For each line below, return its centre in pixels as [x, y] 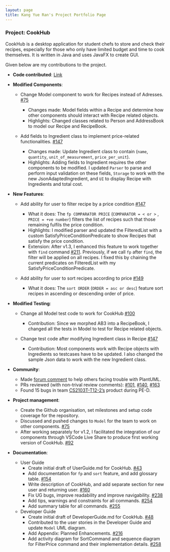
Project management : [36, 400]
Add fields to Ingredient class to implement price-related [80, 136]
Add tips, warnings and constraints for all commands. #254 [90, 500]
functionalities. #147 [41, 141]
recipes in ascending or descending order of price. [81, 293]
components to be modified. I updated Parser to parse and [90, 167]
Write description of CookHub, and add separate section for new [96, 484]
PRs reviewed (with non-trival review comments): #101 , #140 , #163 [90, 385]
